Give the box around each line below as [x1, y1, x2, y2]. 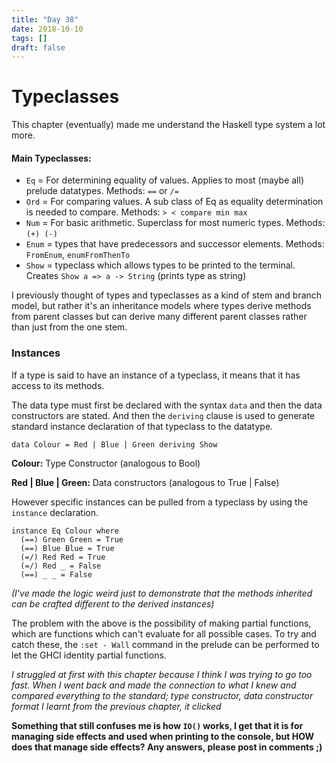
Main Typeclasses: [11, 152, 92, 164]
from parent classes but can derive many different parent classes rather [11, 311, 308, 323]
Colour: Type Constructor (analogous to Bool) [11, 457, 201, 469]
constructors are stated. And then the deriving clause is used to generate [11, 409, 316, 421]
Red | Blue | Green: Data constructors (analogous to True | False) [11, 476, 280, 488]
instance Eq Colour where [11, 526, 119, 536]
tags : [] [11, 33, 48, 43]
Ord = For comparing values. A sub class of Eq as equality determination [25, 196, 324, 208]
